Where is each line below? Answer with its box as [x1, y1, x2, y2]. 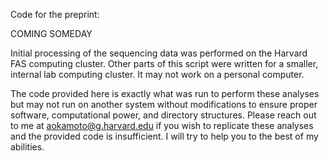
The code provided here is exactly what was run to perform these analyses [10, 88, 320, 99]
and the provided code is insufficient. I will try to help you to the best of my [10, 130, 319, 142]
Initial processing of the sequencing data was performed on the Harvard [10, 47, 308, 59]
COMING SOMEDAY [10, 28, 93, 39]
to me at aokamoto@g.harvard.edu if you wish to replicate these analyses [10, 120, 314, 131]
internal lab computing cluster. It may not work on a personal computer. [10, 69, 305, 80]
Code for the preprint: [10, 9, 100, 20]
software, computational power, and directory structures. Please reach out [10, 109, 317, 121]
